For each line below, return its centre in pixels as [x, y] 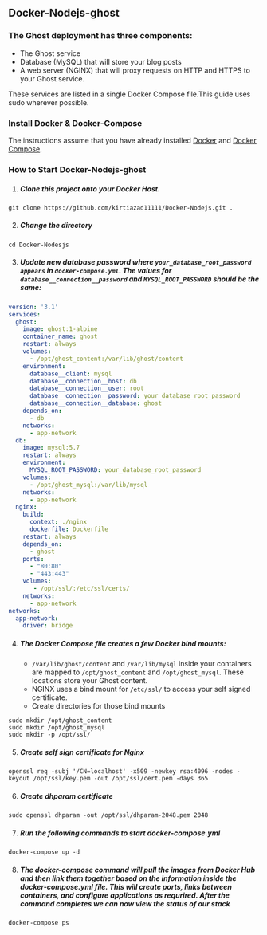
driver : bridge [48, 626]
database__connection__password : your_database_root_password [135, 396]
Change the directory [56, 226]
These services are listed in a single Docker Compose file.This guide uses [130, 94]
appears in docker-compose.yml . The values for [96, 271]
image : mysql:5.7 [51, 448]
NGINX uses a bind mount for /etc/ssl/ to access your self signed [141, 689]
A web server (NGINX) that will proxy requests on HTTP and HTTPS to [135, 70]
